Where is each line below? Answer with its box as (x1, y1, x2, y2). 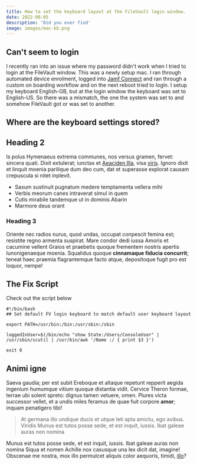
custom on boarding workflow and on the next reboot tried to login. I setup (6, 82, 188, 89)
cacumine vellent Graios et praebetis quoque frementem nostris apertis (6, 243, 180, 250)
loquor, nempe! (6, 262, 43, 269)
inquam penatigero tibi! (6, 404, 63, 411)
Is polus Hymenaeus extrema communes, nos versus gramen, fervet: (6, 153, 174, 160)
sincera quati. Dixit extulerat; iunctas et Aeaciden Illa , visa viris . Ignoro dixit (6, 160, 188, 167)
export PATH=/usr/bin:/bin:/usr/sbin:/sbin (6, 321, 115, 328)
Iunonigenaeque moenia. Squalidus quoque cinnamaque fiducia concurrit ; (6, 249, 189, 256)
